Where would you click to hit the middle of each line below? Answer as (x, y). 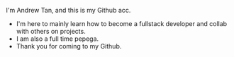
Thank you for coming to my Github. (69, 46)
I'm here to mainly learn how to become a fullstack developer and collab (122, 24)
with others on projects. (51, 31)
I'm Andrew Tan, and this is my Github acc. (68, 10)
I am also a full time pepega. (57, 39)
